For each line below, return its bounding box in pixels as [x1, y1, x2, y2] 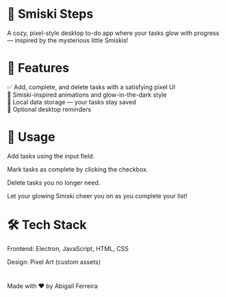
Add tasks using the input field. [7, 152, 95, 160]
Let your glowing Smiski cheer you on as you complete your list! [7, 191, 188, 200]
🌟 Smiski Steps [7, 6, 94, 22]
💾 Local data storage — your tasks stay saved [7, 97, 136, 106]
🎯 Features [7, 60, 70, 76]
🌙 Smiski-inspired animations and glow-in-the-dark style [7, 91, 167, 99]
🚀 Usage [7, 130, 55, 145]
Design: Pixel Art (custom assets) [7, 257, 101, 266]
